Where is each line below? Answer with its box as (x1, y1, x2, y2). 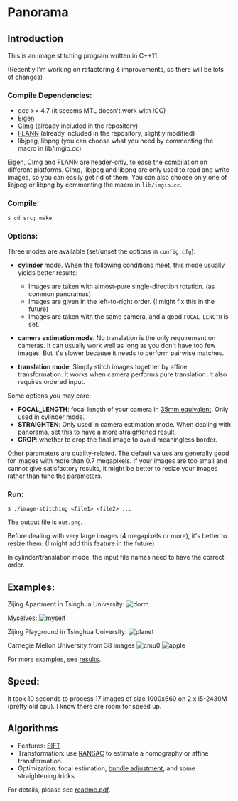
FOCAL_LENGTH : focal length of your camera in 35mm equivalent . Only (17, 405, 229, 413)
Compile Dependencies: (7, 90, 92, 100)
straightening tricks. (17, 771, 77, 780)
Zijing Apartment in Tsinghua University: (7, 600, 125, 608)
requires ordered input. (17, 377, 85, 386)
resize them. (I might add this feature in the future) (7, 539, 155, 547)
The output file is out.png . (7, 518, 83, 526)
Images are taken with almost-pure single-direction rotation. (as (28, 282, 215, 290)
